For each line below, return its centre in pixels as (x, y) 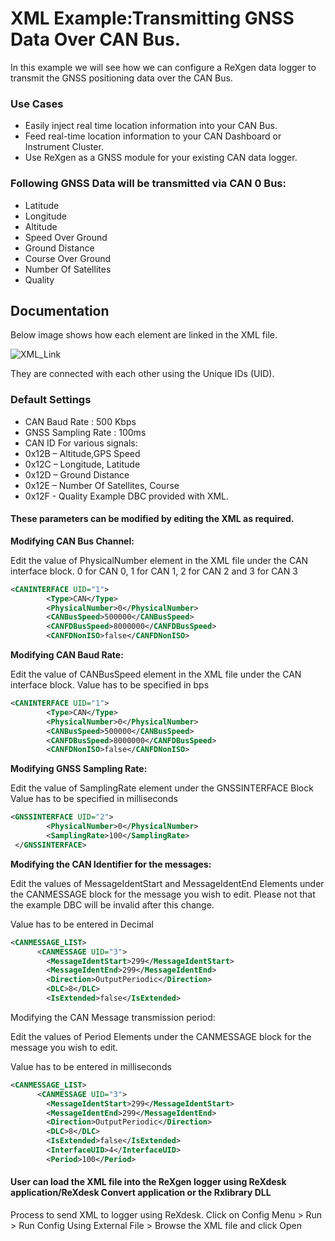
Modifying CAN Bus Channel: (72, 541)
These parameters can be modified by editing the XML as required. (152, 519)
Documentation (60, 310)
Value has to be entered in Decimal (82, 924)
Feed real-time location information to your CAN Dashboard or (153, 136)
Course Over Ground (68, 258)
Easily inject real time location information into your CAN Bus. (151, 126)
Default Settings (51, 400)
